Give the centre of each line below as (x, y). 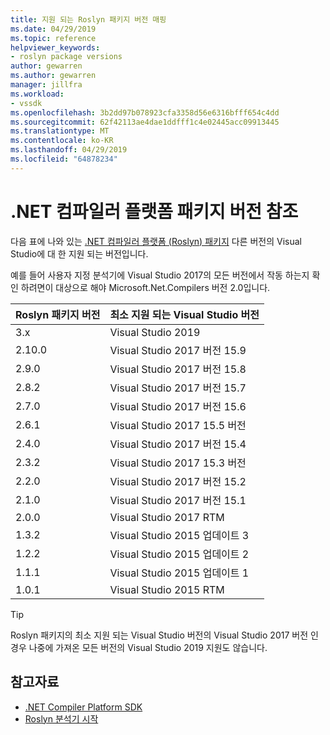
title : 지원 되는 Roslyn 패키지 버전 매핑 (88, 19)
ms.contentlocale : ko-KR (62, 141)
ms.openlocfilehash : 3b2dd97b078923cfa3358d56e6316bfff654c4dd (145, 112)
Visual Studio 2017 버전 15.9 (178, 350)
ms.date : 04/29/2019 (53, 29)
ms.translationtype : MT (60, 131)
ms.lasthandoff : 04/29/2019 (69, 150)
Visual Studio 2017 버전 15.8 (178, 369)
